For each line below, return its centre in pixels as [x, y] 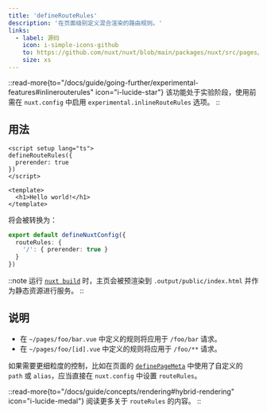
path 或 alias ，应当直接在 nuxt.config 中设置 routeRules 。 [105, 376]
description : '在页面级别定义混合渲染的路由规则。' [85, 23]
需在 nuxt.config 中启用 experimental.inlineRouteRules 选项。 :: [114, 102]
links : [19, 30]
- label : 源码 [37, 38]
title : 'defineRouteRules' [53, 16]
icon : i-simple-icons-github [71, 45]
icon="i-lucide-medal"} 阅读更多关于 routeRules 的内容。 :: [105, 401]
